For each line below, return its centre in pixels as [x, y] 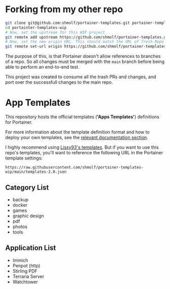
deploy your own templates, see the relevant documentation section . [77, 138]
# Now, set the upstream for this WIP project [55, 32]
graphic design [28, 216]
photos [20, 227]
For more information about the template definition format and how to [78, 132]
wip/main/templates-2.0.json [36, 172]
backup [20, 200]
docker [20, 205]
